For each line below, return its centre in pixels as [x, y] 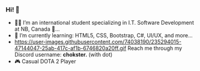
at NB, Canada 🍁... [37, 29]
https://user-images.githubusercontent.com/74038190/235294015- [98, 42]
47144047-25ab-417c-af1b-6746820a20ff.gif [70, 48]
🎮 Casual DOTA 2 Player [45, 61]
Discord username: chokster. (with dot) [63, 55]
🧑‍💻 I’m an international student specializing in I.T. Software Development [104, 23]
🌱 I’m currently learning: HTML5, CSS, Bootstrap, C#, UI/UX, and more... [103, 35]
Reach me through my [155, 48]
